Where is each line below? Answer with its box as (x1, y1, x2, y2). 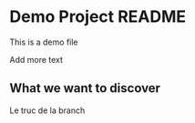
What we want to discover (9, 80, 161, 97)
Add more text (9, 54, 64, 65)
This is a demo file (9, 36, 79, 47)
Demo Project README (9, 6, 187, 27)
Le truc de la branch (9, 105, 86, 116)
